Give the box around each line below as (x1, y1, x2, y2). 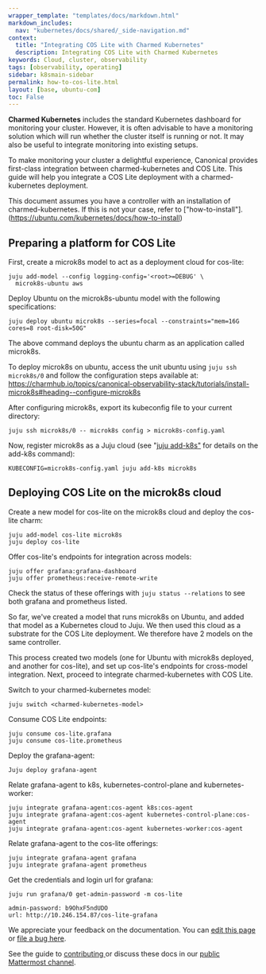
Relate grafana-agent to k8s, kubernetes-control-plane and (8, 780, 202, 790)
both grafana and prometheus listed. (8, 596, 128, 606)
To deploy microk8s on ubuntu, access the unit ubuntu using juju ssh (8, 363, 237, 372)
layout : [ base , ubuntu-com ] (8, 85, 102, 94)
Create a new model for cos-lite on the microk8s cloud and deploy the (8, 506, 238, 517)
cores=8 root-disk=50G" (8, 324, 87, 332)
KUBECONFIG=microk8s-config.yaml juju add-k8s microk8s (8, 464, 197, 473)
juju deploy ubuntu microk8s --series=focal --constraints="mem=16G (8, 317, 240, 326)
